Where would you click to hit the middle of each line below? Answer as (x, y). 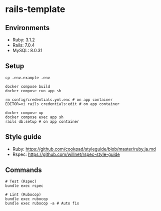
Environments (27, 28)
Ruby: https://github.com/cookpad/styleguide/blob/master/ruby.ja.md (84, 149)
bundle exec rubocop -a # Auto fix (42, 203)
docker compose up (24, 113)
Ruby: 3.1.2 (23, 40)
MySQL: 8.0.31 (27, 50)
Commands (24, 170)
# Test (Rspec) (21, 181)
